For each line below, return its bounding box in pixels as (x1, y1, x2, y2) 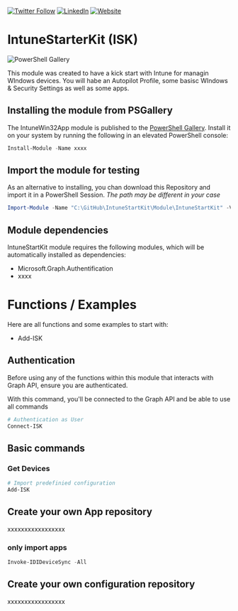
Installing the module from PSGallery (7, 104, 174, 117)
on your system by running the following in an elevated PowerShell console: (7, 131, 229, 139)
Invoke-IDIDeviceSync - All (7, 558, 87, 566)
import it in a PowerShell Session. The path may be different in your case (7, 190, 221, 199)
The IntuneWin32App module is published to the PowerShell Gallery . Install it (7, 123, 231, 131)
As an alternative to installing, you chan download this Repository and (7, 183, 211, 192)
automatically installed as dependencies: (7, 251, 126, 259)
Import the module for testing (7, 164, 140, 177)
